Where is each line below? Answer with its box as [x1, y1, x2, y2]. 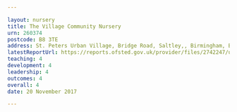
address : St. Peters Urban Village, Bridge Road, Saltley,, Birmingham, [7, 43, 226, 50]
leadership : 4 [7, 68, 49, 76]
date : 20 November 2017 [7, 88, 78, 95]
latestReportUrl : [7, 49, 59, 56]
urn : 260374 [7, 29, 42, 36]
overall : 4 [7, 81, 39, 88]
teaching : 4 [7, 55, 42, 63]
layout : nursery [7, 16, 55, 23]
